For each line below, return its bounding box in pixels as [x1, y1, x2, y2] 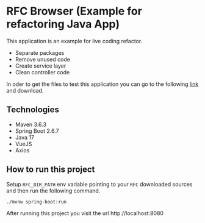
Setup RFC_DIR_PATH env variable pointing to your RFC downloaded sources [6, 180, 193, 188]
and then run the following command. [6, 187, 101, 194]
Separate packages [15, 49, 65, 56]
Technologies [6, 105, 60, 115]
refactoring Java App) [6, 17, 120, 31]
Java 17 [15, 133, 35, 141]
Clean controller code [15, 68, 70, 76]
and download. [6, 87, 44, 94]
